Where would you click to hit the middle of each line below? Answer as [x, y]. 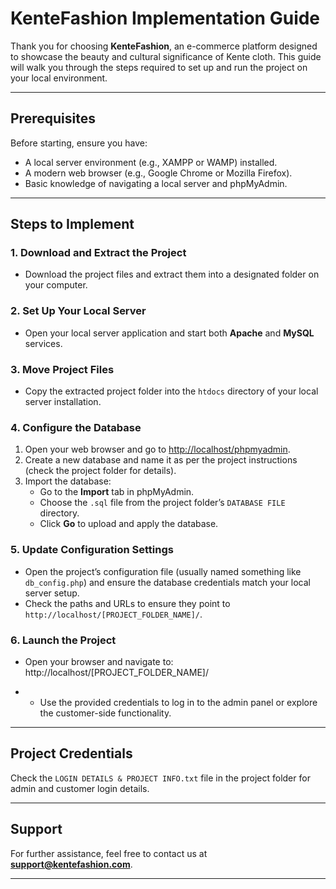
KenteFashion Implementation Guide [165, 18]
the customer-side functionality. [105, 713]
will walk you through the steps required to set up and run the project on [159, 67]
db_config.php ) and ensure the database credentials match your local [167, 582]
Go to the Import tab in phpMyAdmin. [117, 492]
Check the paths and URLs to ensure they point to [127, 603]
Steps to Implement [72, 224]
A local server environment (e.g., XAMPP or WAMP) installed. [151, 162]
